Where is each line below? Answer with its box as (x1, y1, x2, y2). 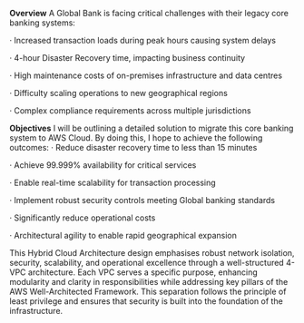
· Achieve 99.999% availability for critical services (9, 160, 197, 171)
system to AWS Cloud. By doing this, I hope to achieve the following (9, 132, 263, 143)
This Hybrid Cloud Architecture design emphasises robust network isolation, (9, 248, 295, 258)
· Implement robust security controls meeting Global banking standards (9, 195, 276, 205)
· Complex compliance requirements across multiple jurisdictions (9, 105, 251, 116)
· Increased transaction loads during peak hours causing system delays (9, 35, 277, 45)
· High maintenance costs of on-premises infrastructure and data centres (9, 70, 283, 81)
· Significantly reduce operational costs (9, 212, 156, 223)
